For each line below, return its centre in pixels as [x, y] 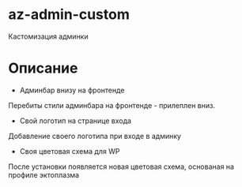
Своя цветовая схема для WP [70, 151]
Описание [43, 68]
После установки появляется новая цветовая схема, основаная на [121, 166]
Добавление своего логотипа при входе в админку [95, 136]
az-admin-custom [69, 15]
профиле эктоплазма [44, 174]
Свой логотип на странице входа [76, 121]
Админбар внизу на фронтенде [72, 90]
